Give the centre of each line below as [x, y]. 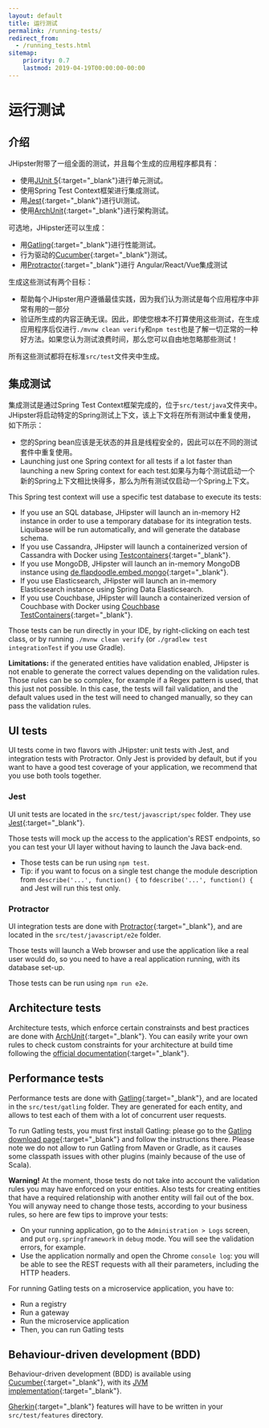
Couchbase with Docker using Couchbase [90, 606]
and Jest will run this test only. [70, 888]
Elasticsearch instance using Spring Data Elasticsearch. [112, 589]
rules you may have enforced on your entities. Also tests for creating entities [134, 1189]
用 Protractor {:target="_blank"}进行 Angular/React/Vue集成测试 [124, 264]
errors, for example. [53, 1247]
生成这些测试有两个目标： [51, 281]
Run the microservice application [75, 1321]
